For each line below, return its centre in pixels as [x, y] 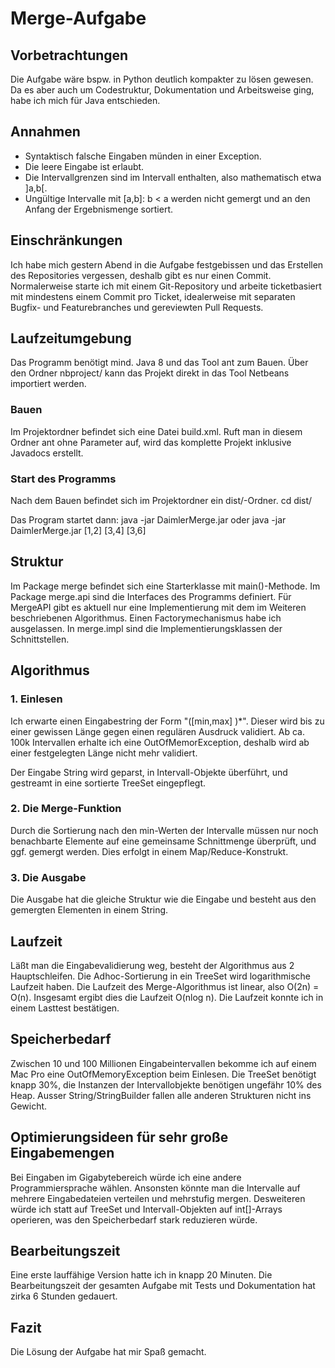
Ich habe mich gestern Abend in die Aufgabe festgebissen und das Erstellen [167, 264]
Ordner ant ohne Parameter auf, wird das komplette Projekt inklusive [151, 442]
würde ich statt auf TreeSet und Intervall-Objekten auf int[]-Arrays [146, 1209]
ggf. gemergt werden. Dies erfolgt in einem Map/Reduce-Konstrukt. [149, 851]
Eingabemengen [62, 1153]
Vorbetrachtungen [69, 55]
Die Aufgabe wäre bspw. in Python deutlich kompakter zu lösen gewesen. [162, 79]
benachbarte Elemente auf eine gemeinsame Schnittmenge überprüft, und [163, 841]
